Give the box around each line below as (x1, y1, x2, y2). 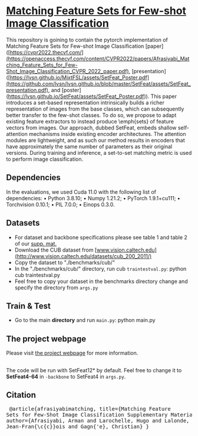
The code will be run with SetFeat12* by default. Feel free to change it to (6, 366, 182, 373)
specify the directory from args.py (14, 284, 98, 291)
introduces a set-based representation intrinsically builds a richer (6, 99, 165, 106)
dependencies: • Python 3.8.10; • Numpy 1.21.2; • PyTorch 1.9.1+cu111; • (6, 194, 181, 201)
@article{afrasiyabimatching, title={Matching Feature (9, 406, 171, 412)
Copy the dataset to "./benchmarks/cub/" (14, 259, 115, 266)
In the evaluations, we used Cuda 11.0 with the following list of (6, 188, 156, 196)
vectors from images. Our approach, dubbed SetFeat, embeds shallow (6, 124, 177, 131)
